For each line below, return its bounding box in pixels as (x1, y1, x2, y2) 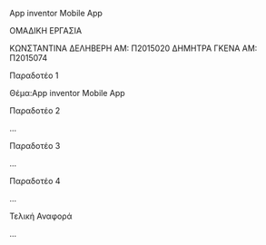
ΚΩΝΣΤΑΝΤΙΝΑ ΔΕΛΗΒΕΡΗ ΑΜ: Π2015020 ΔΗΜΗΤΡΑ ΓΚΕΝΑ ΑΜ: (9, 43, 258, 54)
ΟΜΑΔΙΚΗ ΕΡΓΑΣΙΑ (9, 25, 83, 35)
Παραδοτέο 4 (9, 176, 61, 186)
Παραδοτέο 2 (9, 105, 61, 116)
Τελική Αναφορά (9, 211, 73, 221)
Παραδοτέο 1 (9, 70, 59, 81)
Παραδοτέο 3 (9, 141, 61, 151)
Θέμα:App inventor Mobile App (9, 88, 125, 98)
